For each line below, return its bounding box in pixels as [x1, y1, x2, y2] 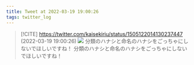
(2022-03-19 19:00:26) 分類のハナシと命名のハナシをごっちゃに [20, 37, 184, 44]
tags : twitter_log [6, 14, 51, 20]
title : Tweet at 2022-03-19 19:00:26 [6, 8, 99, 15]
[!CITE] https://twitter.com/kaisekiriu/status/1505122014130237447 [20, 30, 183, 37]
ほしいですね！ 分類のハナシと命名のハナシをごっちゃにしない [36, 45, 188, 52]
